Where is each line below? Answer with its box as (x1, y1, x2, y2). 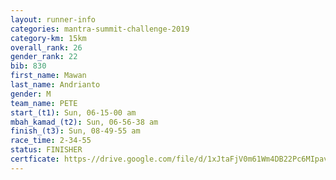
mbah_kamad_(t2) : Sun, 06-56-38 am (10, 117, 159, 127)
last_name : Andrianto (10, 80, 101, 90)
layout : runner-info (10, 14, 97, 25)
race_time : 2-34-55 (10, 136, 92, 146)
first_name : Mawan (10, 71, 87, 81)
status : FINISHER (10, 145, 83, 155)
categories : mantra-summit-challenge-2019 (10, 24, 190, 34)
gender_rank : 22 (10, 52, 78, 62)
